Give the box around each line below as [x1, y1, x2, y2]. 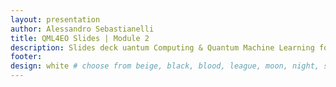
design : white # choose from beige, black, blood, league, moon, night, [10, 61, 320, 71]
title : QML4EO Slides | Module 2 [10, 33, 150, 43]
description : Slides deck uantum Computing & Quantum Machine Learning [10, 42, 315, 53]
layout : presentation [10, 14, 101, 25]
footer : [10, 52, 43, 62]
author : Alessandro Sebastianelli [10, 24, 155, 34]
